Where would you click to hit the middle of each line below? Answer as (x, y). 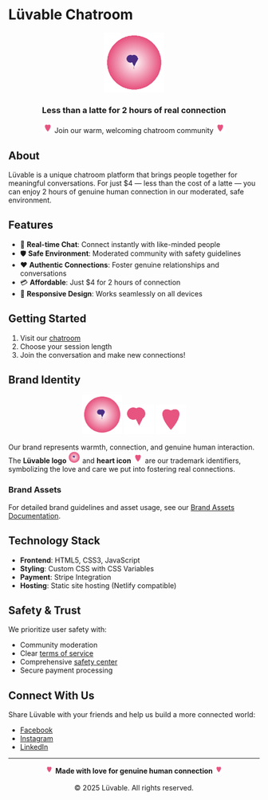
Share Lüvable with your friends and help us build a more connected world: (132, 715)
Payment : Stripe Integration (65, 577)
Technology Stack (54, 541)
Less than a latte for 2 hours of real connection (134, 110)
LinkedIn (34, 747)
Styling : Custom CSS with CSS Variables (87, 568)
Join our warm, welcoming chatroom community (134, 131)
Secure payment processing (66, 670)
